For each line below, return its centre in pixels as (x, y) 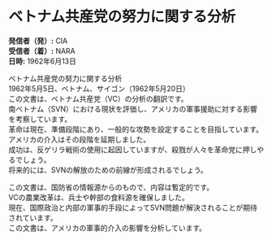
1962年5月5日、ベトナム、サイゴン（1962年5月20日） (99, 88)
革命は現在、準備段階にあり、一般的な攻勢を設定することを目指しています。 (136, 129)
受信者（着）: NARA (42, 50)
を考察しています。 (40, 119)
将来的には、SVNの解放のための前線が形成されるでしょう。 (108, 170)
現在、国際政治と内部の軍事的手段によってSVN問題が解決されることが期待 (133, 207)
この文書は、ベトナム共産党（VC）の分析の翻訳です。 (98, 98)
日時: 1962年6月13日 (43, 61)
